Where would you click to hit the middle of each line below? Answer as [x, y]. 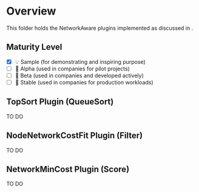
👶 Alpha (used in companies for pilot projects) [73, 69]
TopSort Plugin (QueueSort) [60, 102]
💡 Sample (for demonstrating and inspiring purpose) [80, 61]
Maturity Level [34, 47]
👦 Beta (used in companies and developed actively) [79, 75]
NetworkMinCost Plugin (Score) [68, 169]
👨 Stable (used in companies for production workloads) [84, 82]
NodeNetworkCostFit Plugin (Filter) [75, 136]
